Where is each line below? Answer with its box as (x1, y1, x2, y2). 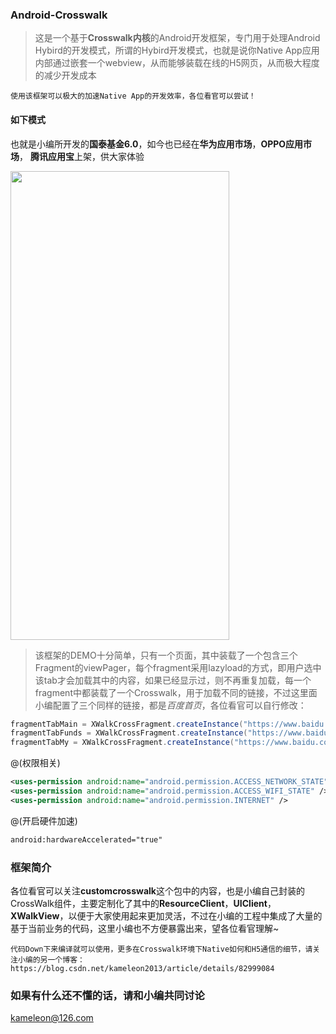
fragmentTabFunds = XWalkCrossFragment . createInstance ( (10, 728, 248, 738)
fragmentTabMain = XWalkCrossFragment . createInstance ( (10, 719, 244, 729)
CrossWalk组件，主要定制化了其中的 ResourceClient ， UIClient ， (10, 897, 277, 909)
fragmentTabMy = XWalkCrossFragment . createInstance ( (10, 738, 235, 748)
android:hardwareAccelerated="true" (10, 834, 163, 845)
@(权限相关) (10, 757, 61, 769)
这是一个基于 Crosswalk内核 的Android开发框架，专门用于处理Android (34, 32, 321, 44)
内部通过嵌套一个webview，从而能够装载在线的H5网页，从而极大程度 (34, 57, 320, 69)
